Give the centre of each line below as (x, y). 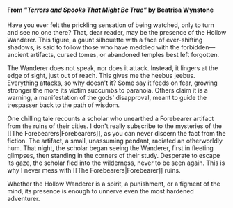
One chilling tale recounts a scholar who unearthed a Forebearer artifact (111, 119)
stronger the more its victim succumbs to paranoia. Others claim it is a (108, 90)
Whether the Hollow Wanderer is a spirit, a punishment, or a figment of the (114, 184)
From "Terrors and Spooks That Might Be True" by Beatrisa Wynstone (111, 10)
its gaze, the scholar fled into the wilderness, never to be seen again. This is (116, 163)
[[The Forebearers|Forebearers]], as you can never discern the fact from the (116, 134)
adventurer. (24, 199)
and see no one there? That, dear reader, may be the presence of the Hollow (117, 33)
